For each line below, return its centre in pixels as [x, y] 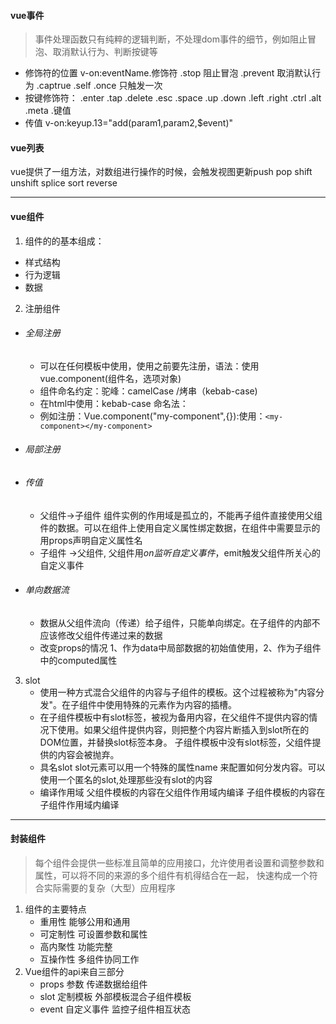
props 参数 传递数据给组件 [93, 984]
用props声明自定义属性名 [91, 540]
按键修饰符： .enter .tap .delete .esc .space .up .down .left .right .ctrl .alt [173, 98]
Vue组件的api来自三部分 [74, 972]
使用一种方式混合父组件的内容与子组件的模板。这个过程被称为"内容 [178, 692]
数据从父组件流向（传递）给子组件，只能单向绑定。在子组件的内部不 [180, 622]
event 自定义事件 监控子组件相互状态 [115, 1009]
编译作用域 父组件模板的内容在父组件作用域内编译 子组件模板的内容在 [182, 792]
